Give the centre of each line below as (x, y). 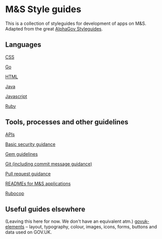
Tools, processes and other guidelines (67, 122)
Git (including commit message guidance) (49, 164)
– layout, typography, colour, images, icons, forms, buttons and (91, 227)
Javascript (16, 96)
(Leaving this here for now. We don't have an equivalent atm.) (69, 221)
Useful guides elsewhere (45, 209)
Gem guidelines (22, 154)
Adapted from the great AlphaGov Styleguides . (54, 28)
